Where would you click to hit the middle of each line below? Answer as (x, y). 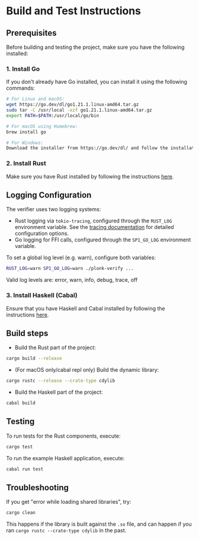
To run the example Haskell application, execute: (65, 458)
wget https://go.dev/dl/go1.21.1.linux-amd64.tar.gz (73, 105)
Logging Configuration (49, 195)
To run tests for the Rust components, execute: (63, 436)
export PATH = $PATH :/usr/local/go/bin (53, 115)
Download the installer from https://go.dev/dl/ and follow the (87, 148)
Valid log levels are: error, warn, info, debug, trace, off (72, 280)
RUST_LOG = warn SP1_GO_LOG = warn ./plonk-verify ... (70, 269)
